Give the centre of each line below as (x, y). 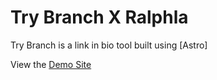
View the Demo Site (51, 64)
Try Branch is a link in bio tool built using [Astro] (109, 45)
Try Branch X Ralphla (99, 17)
